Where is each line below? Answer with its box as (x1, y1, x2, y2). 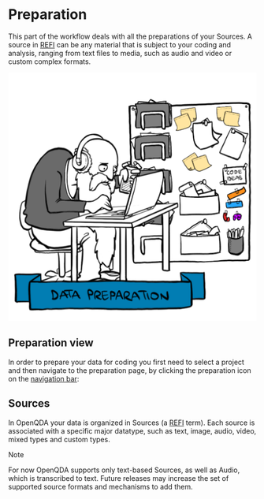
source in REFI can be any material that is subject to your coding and (8, 39, 231, 49)
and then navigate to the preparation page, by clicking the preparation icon (8, 365, 251, 375)
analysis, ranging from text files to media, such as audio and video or (8, 48, 232, 58)
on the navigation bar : (8, 374, 80, 383)
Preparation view (8, 337, 94, 350)
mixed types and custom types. (8, 434, 110, 444)
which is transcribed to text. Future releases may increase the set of (8, 473, 229, 482)
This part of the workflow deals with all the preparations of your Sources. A (8, 32, 252, 41)
